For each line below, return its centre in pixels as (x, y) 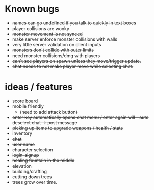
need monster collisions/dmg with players (56, 55)
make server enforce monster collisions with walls (65, 39)
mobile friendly (28, 106)
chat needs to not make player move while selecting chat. (73, 66)
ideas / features (39, 87)
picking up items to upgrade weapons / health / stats (68, 128)
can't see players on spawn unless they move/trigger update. (76, 61)
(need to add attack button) (48, 112)
